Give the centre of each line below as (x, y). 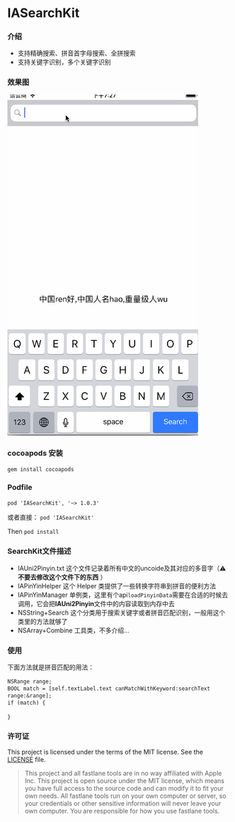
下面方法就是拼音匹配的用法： (51, 667)
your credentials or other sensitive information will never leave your (123, 804)
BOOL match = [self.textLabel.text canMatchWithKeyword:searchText (109, 689)
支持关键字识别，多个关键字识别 (64, 62)
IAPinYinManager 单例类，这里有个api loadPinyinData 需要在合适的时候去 (123, 595)
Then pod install (33, 532)
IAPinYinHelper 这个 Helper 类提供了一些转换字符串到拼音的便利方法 (117, 586)
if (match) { (27, 703)
